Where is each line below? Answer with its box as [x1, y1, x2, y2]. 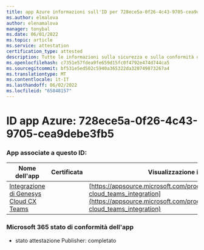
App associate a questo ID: [6, 148, 87, 157]
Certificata [51, 168, 83, 177]
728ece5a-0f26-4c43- [78, 114, 198, 128]
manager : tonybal [6, 25, 50, 32]
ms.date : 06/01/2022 [6, 32, 59, 38]
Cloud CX [9, 197, 37, 206]
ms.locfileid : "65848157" [6, 88, 72, 94]
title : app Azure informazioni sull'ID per [6, 8, 118, 15]
